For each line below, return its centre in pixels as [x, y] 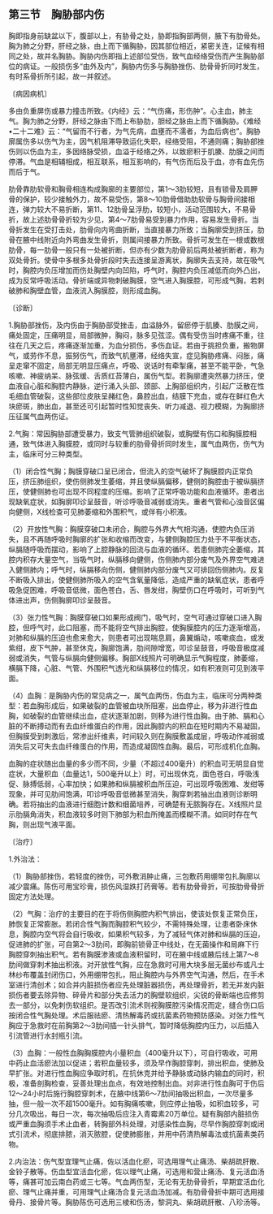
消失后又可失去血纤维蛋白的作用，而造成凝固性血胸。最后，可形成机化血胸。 [136, 746]
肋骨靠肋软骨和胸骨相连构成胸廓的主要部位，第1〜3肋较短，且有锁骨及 [126, 188]
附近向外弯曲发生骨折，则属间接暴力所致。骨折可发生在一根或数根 [154, 240]
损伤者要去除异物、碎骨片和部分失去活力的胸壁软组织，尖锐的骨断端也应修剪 [136, 995]
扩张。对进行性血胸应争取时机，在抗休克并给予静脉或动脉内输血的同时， [136, 1073]
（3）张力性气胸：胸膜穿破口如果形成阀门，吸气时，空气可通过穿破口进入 [132, 617]
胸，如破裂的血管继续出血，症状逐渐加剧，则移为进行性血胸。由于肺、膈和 [133, 715]
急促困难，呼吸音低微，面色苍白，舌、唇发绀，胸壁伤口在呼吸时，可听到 [136, 590]
